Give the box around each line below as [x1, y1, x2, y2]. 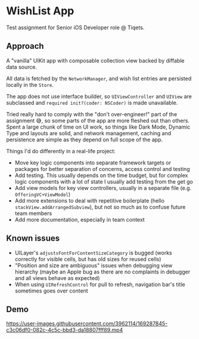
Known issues [6, 234, 60, 244]
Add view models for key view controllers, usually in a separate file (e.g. [14, 184, 192, 191]
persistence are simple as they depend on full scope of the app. [6, 136, 163, 143]
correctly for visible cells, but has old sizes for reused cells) [14, 255, 161, 263]
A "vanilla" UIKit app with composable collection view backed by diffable [6, 57, 185, 64]
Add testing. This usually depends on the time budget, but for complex [14, 172, 188, 179]
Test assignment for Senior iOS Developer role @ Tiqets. [6, 24, 145, 31]
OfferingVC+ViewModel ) [14, 191, 71, 198]
